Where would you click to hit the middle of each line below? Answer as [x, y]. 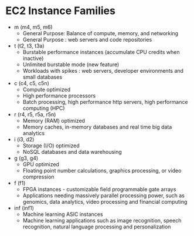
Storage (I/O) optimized [51, 146]
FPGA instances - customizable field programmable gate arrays [99, 189]
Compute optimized [47, 89]
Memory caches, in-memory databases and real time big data [97, 127]
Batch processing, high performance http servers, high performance [105, 102]
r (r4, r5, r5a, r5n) [35, 114]
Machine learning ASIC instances [63, 214]
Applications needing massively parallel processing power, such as [104, 195]
